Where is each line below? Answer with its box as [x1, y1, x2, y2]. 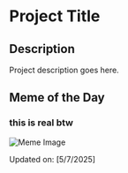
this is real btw [9, 117, 73, 129]
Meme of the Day [9, 90, 105, 105]
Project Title [9, 6, 101, 26]
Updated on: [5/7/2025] [9, 154, 95, 164]
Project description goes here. [9, 64, 119, 75]
